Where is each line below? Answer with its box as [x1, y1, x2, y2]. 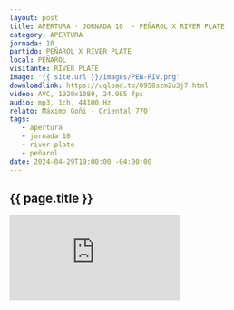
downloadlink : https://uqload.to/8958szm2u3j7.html [9, 81, 209, 90]
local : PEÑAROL [9, 55, 67, 65]
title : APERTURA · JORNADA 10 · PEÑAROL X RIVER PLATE [9, 22, 225, 31]
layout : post [9, 13, 59, 23]
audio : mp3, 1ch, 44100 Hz [9, 97, 112, 107]
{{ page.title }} [9, 190, 93, 205]
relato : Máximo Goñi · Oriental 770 [9, 106, 148, 115]
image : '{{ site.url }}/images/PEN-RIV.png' [9, 73, 180, 82]
